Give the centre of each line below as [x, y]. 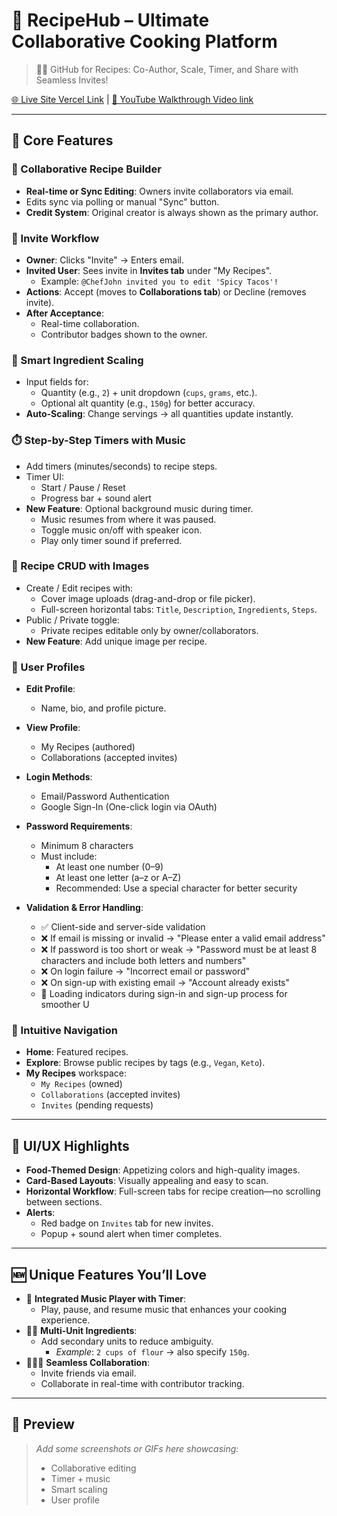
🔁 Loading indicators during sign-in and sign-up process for [164, 994]
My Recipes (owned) [81, 1084]
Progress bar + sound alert [96, 498]
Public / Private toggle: [72, 620]
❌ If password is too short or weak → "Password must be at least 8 [179, 950]
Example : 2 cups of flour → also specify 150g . [152, 1352]
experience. [65, 1320]
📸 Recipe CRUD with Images [80, 566]
